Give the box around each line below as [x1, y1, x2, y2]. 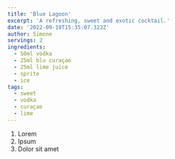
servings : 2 [7, 37, 43, 44]
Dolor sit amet [17, 144, 59, 153]
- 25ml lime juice [14, 63, 69, 71]
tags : [7, 83, 23, 91]
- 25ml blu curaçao [14, 57, 72, 64]
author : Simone [7, 30, 53, 38]
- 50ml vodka [14, 51, 53, 58]
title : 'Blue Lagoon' [7, 10, 72, 18]
